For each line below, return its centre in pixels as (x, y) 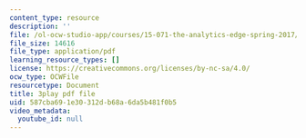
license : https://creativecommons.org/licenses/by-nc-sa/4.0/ (130, 69)
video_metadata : (40, 111)
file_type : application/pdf (63, 52)
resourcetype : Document (55, 85)
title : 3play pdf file (52, 94)
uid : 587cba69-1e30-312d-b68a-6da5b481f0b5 (93, 102)
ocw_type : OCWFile (44, 77)
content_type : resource (55, 18)
